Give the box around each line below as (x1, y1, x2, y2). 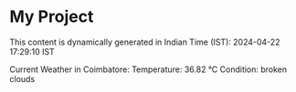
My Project (9, 6, 94, 27)
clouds (9, 73, 36, 84)
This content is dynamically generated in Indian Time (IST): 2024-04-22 (9, 36, 280, 47)
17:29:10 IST (9, 46, 55, 56)
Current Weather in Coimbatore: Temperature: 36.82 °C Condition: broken (9, 64, 288, 75)
